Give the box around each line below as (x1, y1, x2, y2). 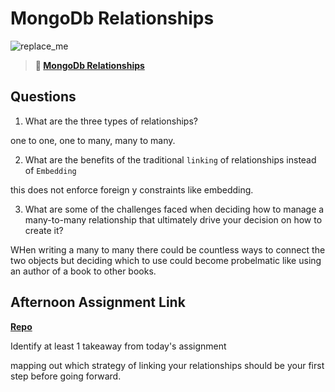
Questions (10, 88, 77, 106)
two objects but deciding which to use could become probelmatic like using (10, 254, 322, 266)
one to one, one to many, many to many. (10, 134, 176, 146)
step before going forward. (10, 370, 122, 382)
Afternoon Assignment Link (10, 294, 186, 311)
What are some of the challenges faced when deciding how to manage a (24, 203, 325, 215)
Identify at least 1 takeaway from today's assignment (10, 340, 227, 352)
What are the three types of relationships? (24, 115, 198, 127)
